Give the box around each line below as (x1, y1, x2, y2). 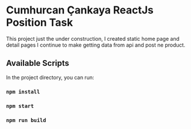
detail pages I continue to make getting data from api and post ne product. (6, 41, 186, 48)
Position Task (6, 16, 73, 29)
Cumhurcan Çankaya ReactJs (6, 4, 154, 17)
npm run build (6, 117, 46, 123)
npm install (6, 88, 40, 95)
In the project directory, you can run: (6, 74, 94, 81)
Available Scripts (6, 58, 69, 68)
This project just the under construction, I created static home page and (6, 35, 180, 42)
